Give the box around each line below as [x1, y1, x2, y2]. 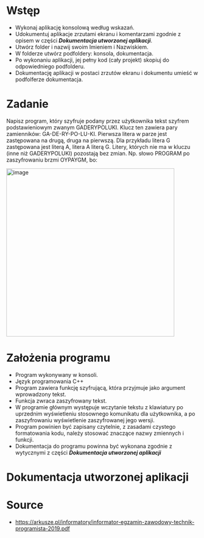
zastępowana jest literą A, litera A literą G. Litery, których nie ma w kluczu [6, 143, 191, 150]
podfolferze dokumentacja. [15, 76, 83, 83]
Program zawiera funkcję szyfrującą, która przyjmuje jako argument [15, 384, 186, 391]
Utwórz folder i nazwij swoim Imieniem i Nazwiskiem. [15, 43, 149, 51]
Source [6, 498, 44, 512]
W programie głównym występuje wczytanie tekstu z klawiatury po [15, 403, 184, 411]
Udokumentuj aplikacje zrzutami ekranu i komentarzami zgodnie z [15, 30, 181, 37]
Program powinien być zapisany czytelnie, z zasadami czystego [15, 423, 176, 430]
